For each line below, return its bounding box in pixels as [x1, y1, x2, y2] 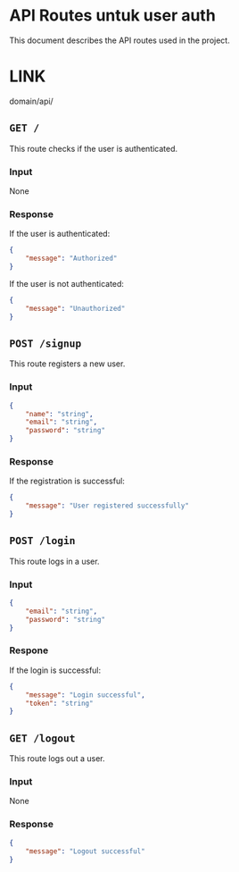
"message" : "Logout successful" [25, 846, 145, 856]
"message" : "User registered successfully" [25, 501, 190, 510]
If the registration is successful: [9, 475, 125, 487]
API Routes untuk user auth [9, 5, 216, 26]
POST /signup [9, 337, 82, 349]
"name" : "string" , [25, 409, 94, 418]
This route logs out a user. [9, 753, 105, 764]
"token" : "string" [25, 699, 94, 708]
